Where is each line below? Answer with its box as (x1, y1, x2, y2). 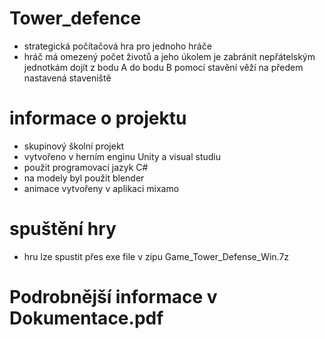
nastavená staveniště (23, 72, 112, 84)
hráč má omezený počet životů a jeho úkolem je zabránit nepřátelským (23, 50, 316, 62)
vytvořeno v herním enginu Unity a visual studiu (23, 150, 222, 162)
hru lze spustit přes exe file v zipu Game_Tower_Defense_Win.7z (23, 250, 290, 262)
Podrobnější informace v (9, 286, 218, 308)
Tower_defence (9, 7, 142, 30)
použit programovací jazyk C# (23, 161, 149, 173)
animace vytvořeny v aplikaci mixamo (23, 182, 180, 194)
